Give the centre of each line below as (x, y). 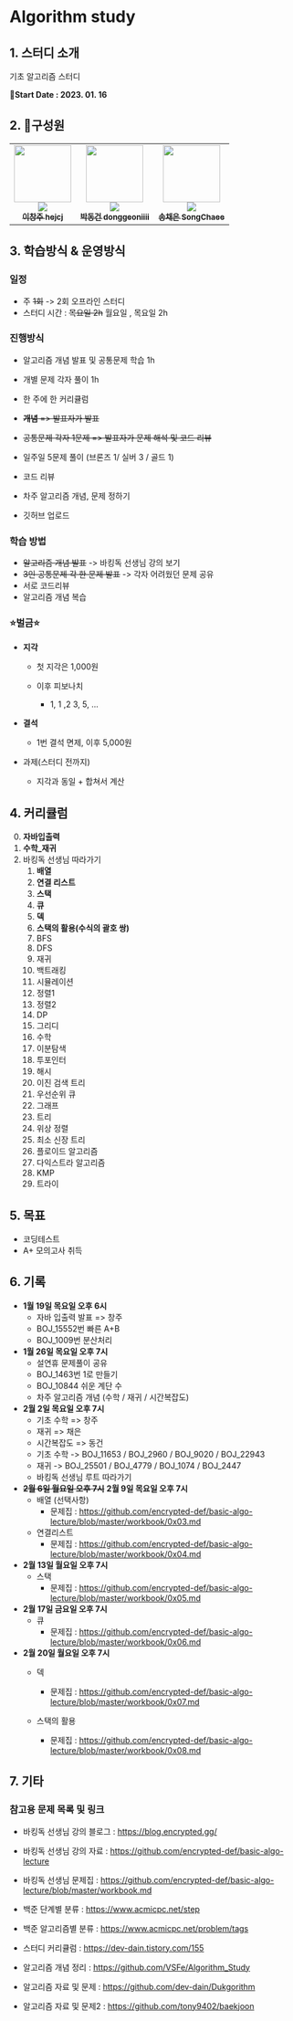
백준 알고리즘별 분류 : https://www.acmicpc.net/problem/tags (136, 1928)
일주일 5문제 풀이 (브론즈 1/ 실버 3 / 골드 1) (99, 457)
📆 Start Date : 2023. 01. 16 (58, 95)
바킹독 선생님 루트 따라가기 (84, 1477)
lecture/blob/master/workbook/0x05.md (125, 1598)
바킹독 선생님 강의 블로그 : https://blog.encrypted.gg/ (120, 1831)
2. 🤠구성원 (37, 126)
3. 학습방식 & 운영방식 (68, 252)
